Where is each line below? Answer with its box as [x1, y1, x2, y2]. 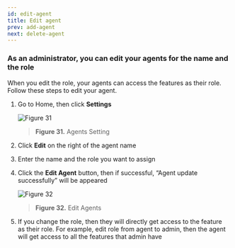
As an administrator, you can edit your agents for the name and [7, 54, 229, 64]
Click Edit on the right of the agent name [17, 141, 137, 150]
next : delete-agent [7, 30, 65, 38]
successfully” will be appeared [17, 176, 108, 184]
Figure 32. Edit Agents [35, 203, 102, 212]
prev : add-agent [7, 23, 55, 30]
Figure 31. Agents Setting [35, 127, 110, 135]
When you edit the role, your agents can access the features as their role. [7, 79, 222, 87]
